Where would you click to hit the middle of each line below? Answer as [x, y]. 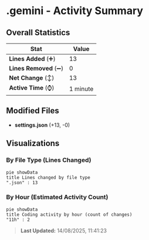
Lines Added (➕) [32, 59]
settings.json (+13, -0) [42, 125]
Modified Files [33, 111]
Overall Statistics [38, 33]
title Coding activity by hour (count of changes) [69, 214]
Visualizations [33, 143]
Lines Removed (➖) [36, 68]
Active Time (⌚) [32, 88]
